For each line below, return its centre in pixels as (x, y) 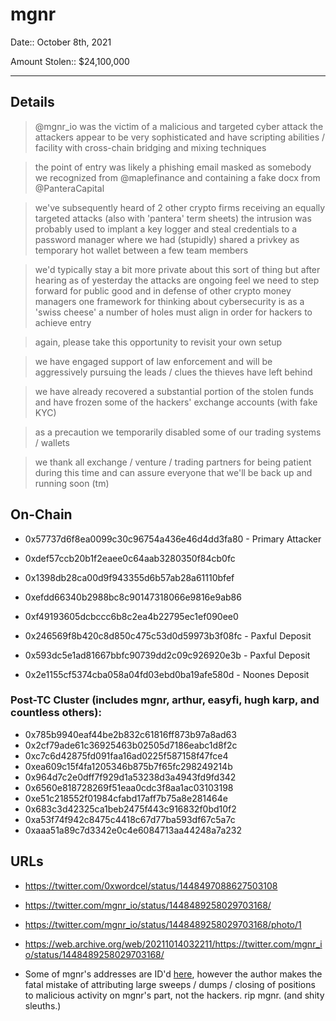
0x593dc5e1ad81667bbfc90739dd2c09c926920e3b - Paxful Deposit (167, 655)
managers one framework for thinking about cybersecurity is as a (169, 301)
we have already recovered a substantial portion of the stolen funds (174, 391)
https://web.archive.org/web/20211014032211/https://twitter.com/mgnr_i (173, 944)
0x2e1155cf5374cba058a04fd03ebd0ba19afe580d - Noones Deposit (167, 674)
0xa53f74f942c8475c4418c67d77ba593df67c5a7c (130, 819)
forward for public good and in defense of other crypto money (163, 290)
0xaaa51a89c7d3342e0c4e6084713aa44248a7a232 (133, 830)
